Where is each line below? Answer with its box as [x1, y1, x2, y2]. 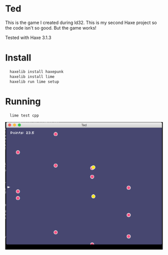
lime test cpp [9, 113, 39, 118]
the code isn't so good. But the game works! [5, 24, 96, 30]
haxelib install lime [9, 74, 55, 79]
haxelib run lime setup [9, 79, 59, 84]
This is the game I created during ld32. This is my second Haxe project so [5, 19, 157, 25]
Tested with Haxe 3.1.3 [5, 34, 51, 40]
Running [5, 96, 41, 107]
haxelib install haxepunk [9, 69, 64, 74]
